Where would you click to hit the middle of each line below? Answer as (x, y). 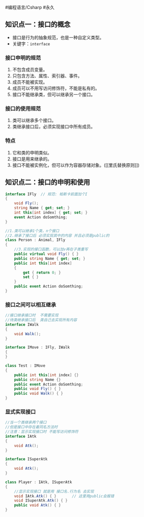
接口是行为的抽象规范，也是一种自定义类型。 (58, 37)
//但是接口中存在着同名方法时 (32, 427)
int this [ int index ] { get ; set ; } (51, 213)
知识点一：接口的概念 (38, 25)
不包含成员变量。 (30, 70)
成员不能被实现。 (30, 82)
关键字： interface (31, 43)
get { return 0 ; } (42, 272)
